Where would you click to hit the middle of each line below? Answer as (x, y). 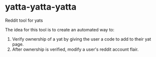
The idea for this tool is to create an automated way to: (60, 29)
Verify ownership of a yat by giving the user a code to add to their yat (82, 39)
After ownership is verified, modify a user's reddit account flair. (75, 49)
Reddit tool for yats (24, 20)
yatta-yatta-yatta (41, 7)
